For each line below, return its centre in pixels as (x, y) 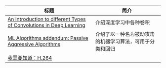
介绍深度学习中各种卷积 (122, 23)
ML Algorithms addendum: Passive (48, 38)
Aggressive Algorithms (34, 44)
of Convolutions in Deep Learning (46, 25)
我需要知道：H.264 (30, 58)
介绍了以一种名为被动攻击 (125, 34)
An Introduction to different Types (47, 19)
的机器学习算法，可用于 (122, 41)
